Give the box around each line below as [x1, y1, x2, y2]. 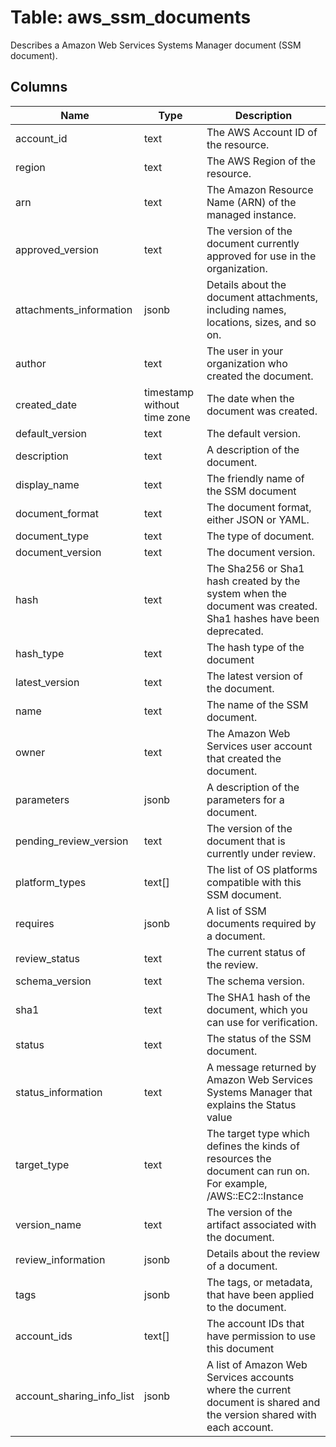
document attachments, [206, 290, 318, 304]
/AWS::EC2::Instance [206, 1189, 304, 1203]
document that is [206, 834, 286, 848]
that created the [206, 751, 282, 765]
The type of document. [206, 529, 315, 543]
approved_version [15, 242, 99, 256]
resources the [206, 1151, 272, 1165]
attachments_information [15, 302, 133, 316]
